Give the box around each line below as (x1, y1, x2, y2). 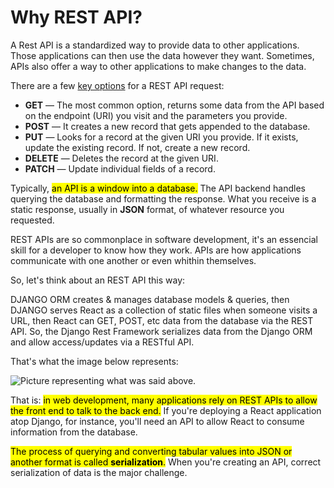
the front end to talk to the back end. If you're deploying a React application (10, 404, 322, 416)
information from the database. (10, 426, 138, 438)
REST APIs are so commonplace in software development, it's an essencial (10, 233, 318, 245)
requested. (10, 214, 55, 226)
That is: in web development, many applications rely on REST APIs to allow (10, 394, 318, 406)
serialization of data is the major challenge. (10, 466, 188, 478)
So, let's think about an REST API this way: (10, 274, 186, 286)
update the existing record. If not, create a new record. (24, 141, 251, 153)
